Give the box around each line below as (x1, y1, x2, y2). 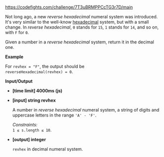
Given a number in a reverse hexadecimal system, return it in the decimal (5, 39, 155, 45)
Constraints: (12, 122, 38, 127)
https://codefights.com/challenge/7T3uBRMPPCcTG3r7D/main (5, 4, 133, 10)
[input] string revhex (12, 97, 56, 103)
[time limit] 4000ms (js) (12, 88, 63, 93)
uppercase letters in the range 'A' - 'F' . (12, 112, 97, 118)
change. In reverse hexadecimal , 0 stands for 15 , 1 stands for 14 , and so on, (5, 24, 159, 30)
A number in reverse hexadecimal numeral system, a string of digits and (12, 107, 160, 113)
